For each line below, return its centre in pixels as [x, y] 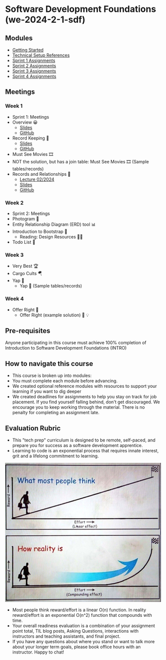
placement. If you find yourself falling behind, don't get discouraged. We [86, 402]
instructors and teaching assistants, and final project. [66, 636]
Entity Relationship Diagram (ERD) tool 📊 [54, 224]
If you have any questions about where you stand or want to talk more [83, 642]
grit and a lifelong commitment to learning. [55, 456]
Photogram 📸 [26, 219]
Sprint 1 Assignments [34, 60]
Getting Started [28, 50]
